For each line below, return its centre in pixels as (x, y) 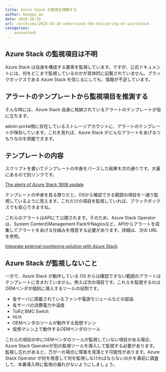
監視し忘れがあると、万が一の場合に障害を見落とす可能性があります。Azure (83, 352)
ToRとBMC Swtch (30, 311)
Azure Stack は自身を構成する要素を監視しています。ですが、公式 (72, 67)
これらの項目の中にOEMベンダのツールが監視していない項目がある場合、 (80, 340)
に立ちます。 (18, 116)
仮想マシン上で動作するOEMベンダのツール (56, 329)
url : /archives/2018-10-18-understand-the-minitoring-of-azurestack (77, 24)
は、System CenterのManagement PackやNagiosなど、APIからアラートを (80, 224)
